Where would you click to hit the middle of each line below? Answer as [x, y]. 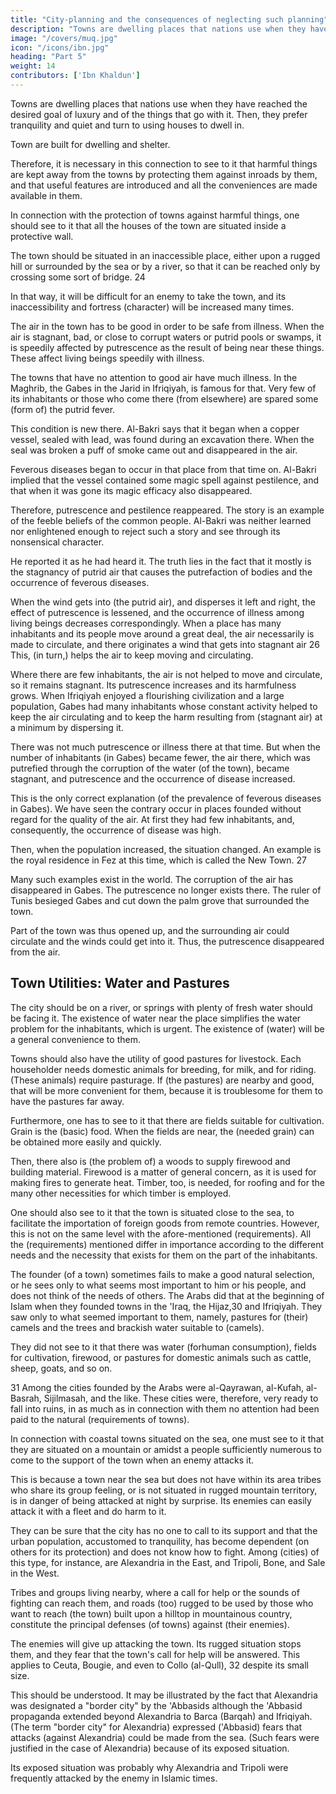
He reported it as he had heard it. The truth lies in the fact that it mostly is [161, 561]
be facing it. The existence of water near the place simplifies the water [156, 1018]
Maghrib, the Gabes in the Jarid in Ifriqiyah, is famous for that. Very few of [163, 388]
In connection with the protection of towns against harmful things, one [155, 215]
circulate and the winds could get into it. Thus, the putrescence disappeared [167, 941]
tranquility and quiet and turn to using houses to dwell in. [127, 125]
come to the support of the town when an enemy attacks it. [132, 1460]
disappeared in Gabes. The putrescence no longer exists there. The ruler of [166, 890]
